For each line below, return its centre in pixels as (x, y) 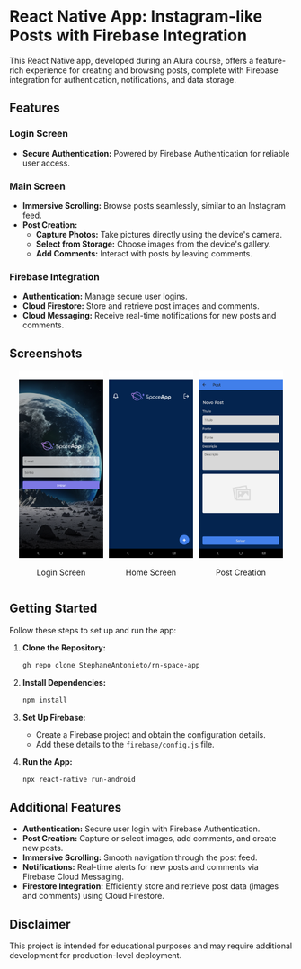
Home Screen (151, 572)
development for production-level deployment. (96, 955)
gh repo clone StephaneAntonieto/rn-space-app (111, 665)
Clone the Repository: (64, 647)
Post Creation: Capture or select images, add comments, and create (149, 839)
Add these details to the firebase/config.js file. (125, 744)
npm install (44, 700)
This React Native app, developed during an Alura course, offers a (132, 60)
